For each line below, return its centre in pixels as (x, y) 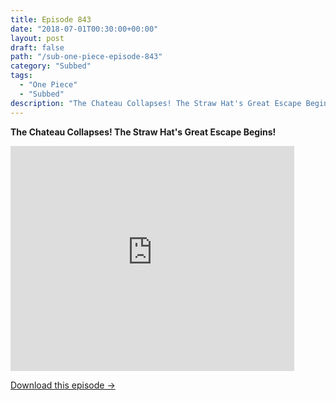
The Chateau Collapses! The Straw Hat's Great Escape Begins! (143, 132)
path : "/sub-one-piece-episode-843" (86, 57)
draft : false (37, 47)
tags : (21, 76)
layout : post (37, 38)
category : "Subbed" (51, 66)
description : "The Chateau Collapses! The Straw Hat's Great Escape (156, 103)
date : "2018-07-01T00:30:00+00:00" (84, 29)
